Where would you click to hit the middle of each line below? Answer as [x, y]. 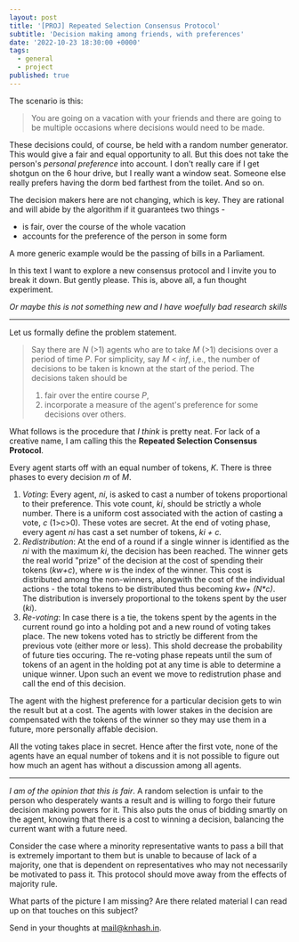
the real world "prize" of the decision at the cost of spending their [143, 560]
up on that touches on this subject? [74, 910]
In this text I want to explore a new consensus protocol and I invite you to [143, 270]
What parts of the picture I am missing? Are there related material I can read [148, 901]
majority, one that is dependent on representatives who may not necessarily [149, 865]
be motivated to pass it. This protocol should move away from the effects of [148, 874]
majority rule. [33, 883]
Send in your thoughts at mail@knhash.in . [85, 928]
